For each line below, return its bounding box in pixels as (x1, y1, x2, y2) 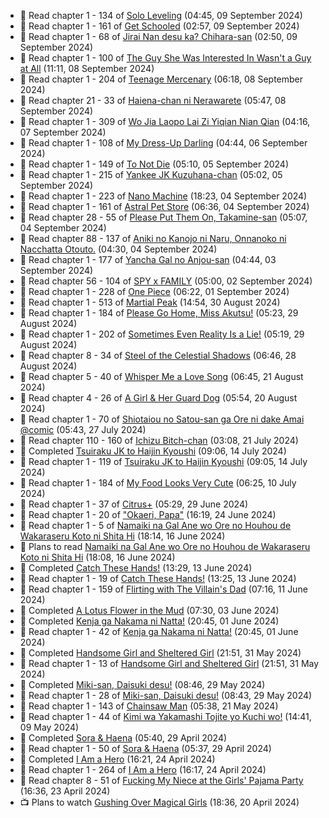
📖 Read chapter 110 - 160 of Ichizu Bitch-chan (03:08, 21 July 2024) (19, 435, 299, 446)
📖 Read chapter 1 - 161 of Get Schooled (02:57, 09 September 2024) (19, 20, 300, 32)
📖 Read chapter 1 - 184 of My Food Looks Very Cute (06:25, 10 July (19, 477, 297, 489)
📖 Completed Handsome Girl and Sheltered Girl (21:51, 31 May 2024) (19, 647, 302, 659)
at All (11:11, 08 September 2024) (19, 63, 155, 74)
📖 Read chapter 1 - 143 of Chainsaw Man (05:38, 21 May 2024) (19, 700, 279, 712)
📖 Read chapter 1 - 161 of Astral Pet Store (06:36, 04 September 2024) (19, 201, 310, 212)
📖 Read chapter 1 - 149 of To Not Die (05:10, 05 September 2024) (19, 158, 290, 170)
